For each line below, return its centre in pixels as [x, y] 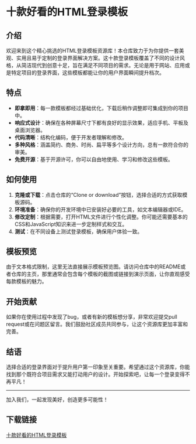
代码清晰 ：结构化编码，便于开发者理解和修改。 [71, 137]
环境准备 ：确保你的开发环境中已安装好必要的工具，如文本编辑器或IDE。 [100, 209]
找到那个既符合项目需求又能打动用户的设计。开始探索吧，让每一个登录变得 [95, 374]
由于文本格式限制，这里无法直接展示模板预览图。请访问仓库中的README [93, 267]
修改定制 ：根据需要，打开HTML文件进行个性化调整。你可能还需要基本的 [101, 217]
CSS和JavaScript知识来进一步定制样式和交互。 [71, 224]
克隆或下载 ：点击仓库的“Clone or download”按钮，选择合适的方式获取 [98, 194]
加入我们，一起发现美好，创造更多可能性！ [57, 399]
